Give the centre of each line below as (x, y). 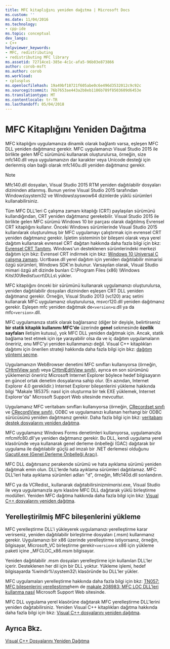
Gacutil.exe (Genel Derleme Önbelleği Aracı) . (52, 455)
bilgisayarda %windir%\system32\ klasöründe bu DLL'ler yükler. (72, 571)
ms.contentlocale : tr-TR (31, 100)
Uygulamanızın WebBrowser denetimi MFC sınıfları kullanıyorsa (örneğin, (81, 365)
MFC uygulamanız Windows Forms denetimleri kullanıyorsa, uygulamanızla (83, 433)
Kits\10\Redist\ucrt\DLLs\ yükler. (39, 276)
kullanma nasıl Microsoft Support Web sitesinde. (56, 592)
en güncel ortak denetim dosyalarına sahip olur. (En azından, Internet (77, 381)
